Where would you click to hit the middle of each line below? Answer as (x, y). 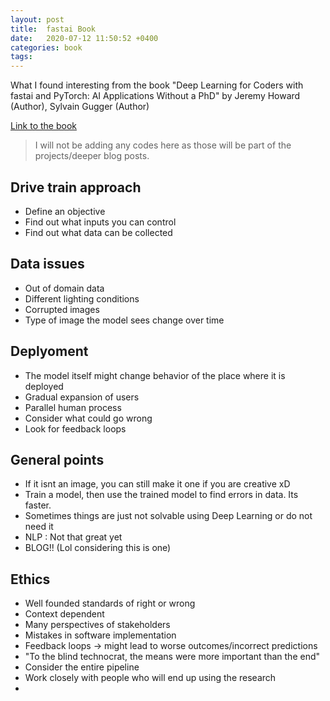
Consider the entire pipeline (82, 667)
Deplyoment (49, 351)
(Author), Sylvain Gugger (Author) (80, 107)
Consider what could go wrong (88, 418)
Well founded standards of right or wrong (110, 603)
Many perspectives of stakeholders (97, 625)
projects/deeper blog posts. (92, 156)
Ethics (30, 579)
